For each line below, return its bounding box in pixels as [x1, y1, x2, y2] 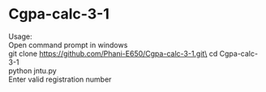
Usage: [8, 31, 32, 41]
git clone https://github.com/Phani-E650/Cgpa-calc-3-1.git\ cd [8, 48, 218, 58]
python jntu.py [8, 65, 57, 75]
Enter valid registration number [8, 74, 112, 84]
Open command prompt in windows [8, 40, 128, 49]
